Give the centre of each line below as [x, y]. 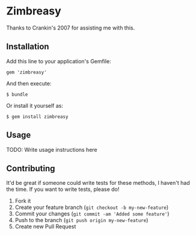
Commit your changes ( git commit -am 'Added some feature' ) [92, 214]
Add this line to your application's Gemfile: [59, 61]
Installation [28, 47]
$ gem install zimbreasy [37, 116]
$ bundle [17, 95]
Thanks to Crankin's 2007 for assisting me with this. [71, 28]
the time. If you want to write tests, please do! [63, 189]
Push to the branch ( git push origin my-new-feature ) [81, 220]
